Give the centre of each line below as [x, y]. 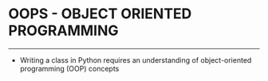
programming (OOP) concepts [69, 68]
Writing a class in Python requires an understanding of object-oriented [136, 60]
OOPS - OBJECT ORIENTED [100, 14]
